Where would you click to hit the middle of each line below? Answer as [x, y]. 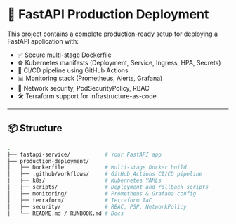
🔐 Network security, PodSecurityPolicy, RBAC [83, 88]
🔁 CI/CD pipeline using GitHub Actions [73, 70]
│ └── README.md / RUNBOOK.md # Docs [66, 213]
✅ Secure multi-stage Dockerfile [64, 55]
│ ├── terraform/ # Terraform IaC [80, 200]
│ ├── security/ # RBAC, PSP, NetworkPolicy [97, 206]
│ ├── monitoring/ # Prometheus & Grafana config [102, 193]
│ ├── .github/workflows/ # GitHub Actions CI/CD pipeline [105, 174]
